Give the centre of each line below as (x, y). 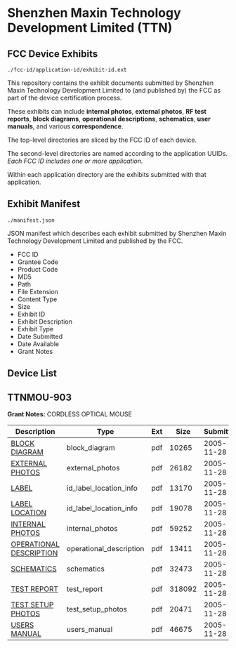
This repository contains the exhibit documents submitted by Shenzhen (111, 83)
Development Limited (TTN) (90, 28)
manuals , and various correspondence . (65, 126)
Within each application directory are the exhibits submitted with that (107, 174)
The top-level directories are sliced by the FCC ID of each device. (102, 140)
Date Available (38, 344)
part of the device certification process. (65, 98)
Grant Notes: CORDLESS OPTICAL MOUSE (70, 414)
